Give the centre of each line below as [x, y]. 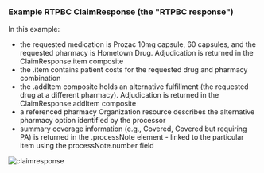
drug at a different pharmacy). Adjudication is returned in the [119, 95]
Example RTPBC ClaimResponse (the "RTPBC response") [121, 12]
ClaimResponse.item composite [72, 61]
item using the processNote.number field [87, 146]
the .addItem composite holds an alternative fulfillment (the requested [134, 86]
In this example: [34, 29]
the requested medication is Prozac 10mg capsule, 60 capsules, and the [138, 44]
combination [40, 79]
